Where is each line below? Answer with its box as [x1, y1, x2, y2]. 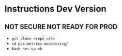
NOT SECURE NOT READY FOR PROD [4, 23, 118, 31]
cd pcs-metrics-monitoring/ [11, 42, 68, 46]
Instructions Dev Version [4, 3, 107, 14]
